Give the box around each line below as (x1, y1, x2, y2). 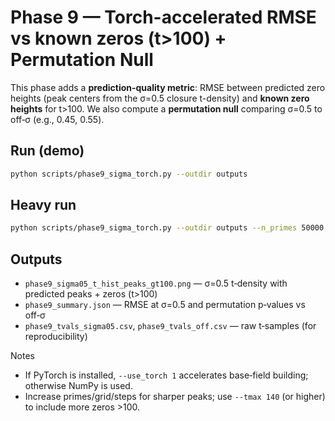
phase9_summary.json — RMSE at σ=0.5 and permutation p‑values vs (24, 299, 306, 311)
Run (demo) (10, 142, 85, 160)
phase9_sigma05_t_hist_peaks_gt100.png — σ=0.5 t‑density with (24, 277, 288, 290)
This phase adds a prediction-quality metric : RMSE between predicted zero (10, 81, 326, 93)
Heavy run (10, 197, 77, 214)
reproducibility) (24, 331, 88, 343)
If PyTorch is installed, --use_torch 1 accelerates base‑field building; (24, 369, 309, 381)
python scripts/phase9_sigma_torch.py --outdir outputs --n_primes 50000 (10, 223, 325, 233)
